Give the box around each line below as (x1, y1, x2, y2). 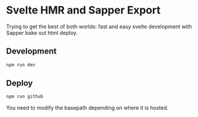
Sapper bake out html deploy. (6, 29, 78, 36)
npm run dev (6, 62, 35, 68)
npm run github (6, 93, 44, 100)
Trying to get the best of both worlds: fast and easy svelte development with (6, 23, 192, 30)
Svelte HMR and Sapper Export (6, 4, 161, 17)
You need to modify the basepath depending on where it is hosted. (6, 104, 169, 112)
